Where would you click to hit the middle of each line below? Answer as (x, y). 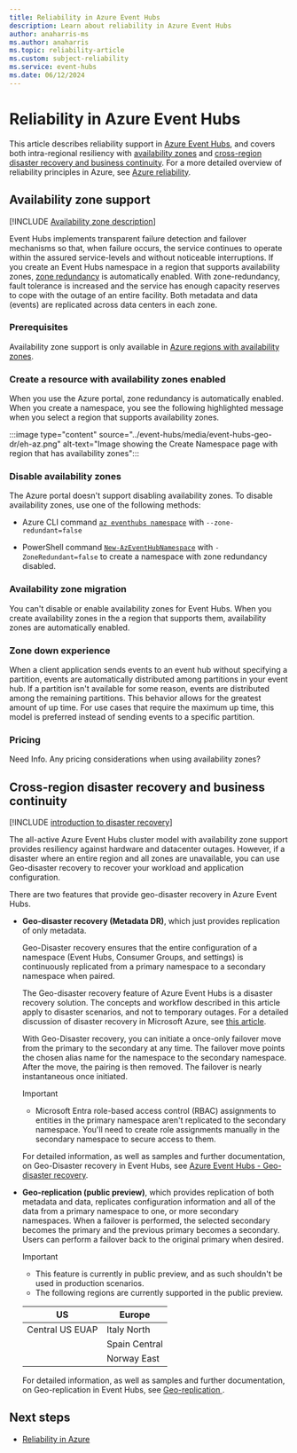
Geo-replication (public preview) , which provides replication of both (148, 1192)
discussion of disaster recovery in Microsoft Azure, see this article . (144, 1022)
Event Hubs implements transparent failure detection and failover (128, 238)
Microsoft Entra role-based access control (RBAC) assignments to (156, 1111)
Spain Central (135, 1344)
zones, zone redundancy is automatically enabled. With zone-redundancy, (145, 276)
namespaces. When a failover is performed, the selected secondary (146, 1220)
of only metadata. (54, 931)
